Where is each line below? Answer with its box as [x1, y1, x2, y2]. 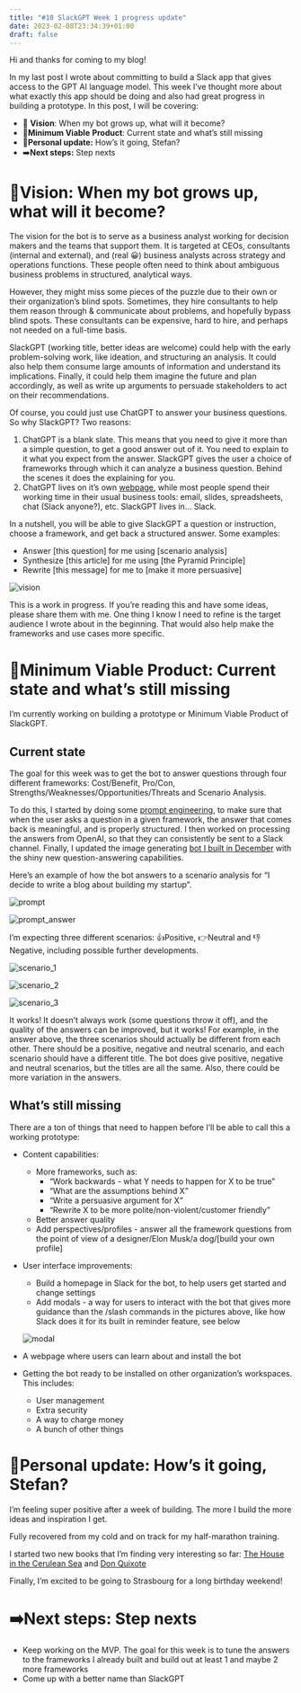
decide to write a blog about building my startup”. [9, 879, 192, 890]
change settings [35, 1287, 96, 1297]
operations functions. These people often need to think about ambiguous [9, 260, 280, 271]
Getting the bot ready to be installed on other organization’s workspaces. [22, 1368, 293, 1378]
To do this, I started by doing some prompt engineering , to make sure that [9, 805, 282, 815]
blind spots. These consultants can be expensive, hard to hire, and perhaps [9, 316, 288, 326]
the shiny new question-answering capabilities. [9, 852, 184, 863]
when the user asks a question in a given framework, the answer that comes [9, 815, 292, 825]
